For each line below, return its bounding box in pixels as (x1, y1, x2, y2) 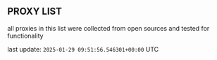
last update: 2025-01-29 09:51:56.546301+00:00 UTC (7, 45, 159, 53)
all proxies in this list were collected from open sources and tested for (7, 24, 210, 32)
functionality (7, 31, 44, 40)
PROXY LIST (7, 6, 62, 17)
